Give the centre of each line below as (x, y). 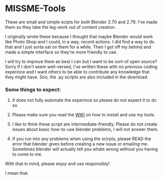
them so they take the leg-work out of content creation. (61, 27)
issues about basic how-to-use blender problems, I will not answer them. (85, 129)
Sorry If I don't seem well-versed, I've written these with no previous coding (81, 67)
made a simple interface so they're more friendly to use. (61, 52)
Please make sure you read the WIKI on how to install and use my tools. (84, 115)
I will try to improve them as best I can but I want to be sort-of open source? (81, 61)
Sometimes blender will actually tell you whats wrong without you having (85, 149)
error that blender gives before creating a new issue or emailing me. (80, 144)
